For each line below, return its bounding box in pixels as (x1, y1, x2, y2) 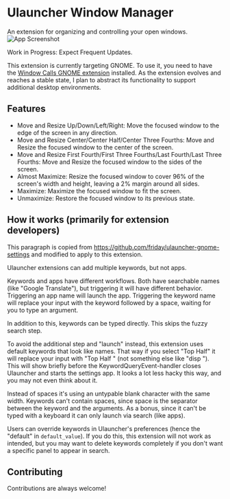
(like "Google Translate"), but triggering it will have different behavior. (7, 284, 203, 292)
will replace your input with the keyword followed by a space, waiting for (7, 298, 211, 306)
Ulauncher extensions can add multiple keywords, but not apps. (7, 263, 187, 271)
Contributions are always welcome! (7, 485, 107, 493)
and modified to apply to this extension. (31, 250, 143, 258)
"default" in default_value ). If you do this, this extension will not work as (7, 432, 212, 440)
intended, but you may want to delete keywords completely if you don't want (7, 439, 223, 447)
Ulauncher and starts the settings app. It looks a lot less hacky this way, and (7, 369, 222, 377)
